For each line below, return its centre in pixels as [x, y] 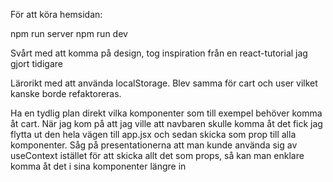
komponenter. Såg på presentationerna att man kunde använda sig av [154, 145]
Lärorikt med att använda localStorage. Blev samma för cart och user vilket [164, 83]
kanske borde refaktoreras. [66, 93]
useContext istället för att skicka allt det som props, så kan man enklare [157, 155]
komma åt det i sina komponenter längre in [98, 166]
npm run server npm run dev [69, 33]
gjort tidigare [36, 63]
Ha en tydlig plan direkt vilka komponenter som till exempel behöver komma [166, 113]
